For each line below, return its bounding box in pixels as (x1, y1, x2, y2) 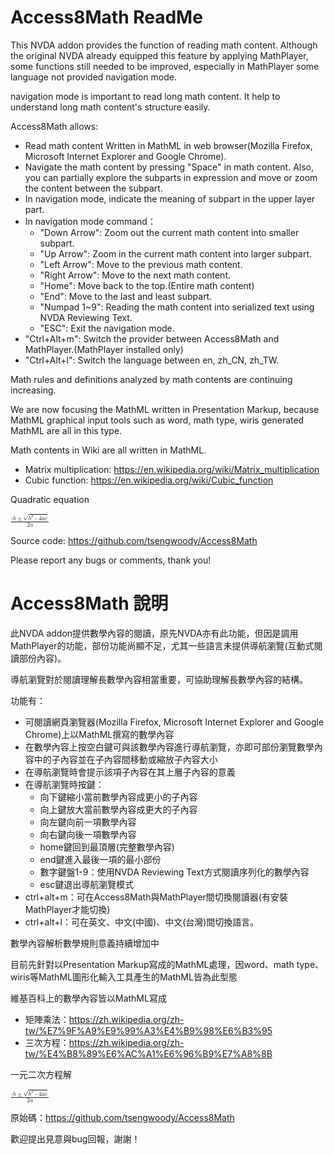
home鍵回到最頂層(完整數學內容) (39, 841, 175, 853)
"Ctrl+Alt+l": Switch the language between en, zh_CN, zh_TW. (24, 354, 280, 366)
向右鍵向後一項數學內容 (39, 829, 137, 841)
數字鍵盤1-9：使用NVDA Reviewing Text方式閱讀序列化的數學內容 (39, 866, 310, 878)
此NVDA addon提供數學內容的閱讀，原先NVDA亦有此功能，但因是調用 (10, 627, 299, 640)
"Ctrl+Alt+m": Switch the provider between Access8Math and (24, 332, 280, 345)
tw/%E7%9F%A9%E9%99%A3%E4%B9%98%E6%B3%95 (24, 1025, 273, 1037)
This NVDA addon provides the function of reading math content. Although (10, 39, 318, 51)
